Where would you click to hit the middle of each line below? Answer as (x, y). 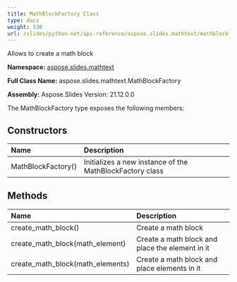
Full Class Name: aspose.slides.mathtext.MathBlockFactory (94, 81)
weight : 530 (25, 27)
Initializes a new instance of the (136, 162)
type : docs (23, 20)
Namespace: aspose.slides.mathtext (61, 67)
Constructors (37, 130)
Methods (28, 196)
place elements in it (169, 268)
